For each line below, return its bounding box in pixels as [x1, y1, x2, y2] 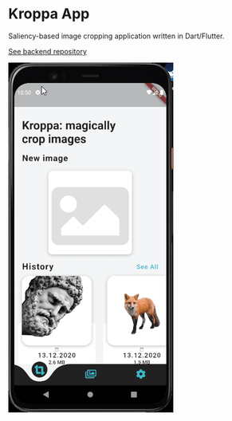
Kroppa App [8, 5, 90, 23]
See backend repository [8, 46, 88, 56]
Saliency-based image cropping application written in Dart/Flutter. [8, 31, 225, 41]
